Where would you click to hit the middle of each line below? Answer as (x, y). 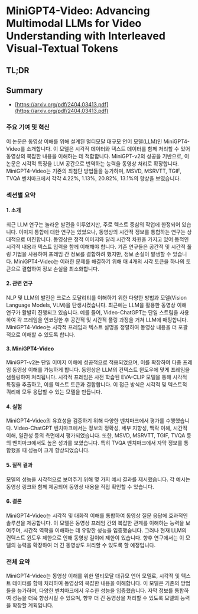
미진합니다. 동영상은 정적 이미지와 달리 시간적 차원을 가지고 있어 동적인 (108, 239)
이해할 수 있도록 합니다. (48, 334)
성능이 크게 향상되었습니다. (59, 450)
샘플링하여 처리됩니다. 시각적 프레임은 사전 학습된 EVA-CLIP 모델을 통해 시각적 (97, 377)
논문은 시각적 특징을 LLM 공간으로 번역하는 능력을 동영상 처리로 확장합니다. (92, 163)
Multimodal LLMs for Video (74, 23)
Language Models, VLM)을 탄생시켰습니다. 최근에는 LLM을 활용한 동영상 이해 (96, 305)
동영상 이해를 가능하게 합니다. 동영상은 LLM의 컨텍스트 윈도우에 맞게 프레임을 (101, 370)
